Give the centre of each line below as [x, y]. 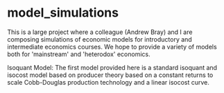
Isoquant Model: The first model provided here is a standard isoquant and [112, 67]
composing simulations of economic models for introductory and [100, 39]
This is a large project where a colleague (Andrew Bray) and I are [100, 32]
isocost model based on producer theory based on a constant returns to [110, 75]
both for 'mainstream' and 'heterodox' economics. [79, 54]
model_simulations [63, 13]
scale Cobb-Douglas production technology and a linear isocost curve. [109, 82]
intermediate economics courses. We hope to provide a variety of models [112, 46]
